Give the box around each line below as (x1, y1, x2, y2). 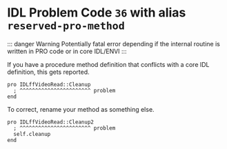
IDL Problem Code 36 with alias (7, 5, 186, 21)
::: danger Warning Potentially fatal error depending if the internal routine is (7, 39, 221, 48)
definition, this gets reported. (7, 68, 90, 76)
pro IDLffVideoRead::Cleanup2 (7, 119, 95, 126)
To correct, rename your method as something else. (7, 105, 155, 113)
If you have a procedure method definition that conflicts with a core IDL (7, 60, 210, 68)
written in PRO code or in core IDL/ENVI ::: (7, 47, 127, 55)
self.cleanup (13, 130, 51, 137)
